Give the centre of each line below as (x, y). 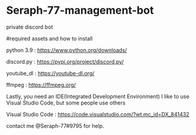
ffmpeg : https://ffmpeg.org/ (41, 85)
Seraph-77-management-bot (80, 10)
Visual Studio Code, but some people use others (66, 103)
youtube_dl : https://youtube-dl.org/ (50, 73)
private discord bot (30, 27)
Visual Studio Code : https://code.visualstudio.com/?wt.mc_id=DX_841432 (98, 114)
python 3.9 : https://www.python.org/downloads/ (67, 50)
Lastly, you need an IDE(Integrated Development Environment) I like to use (98, 96)
